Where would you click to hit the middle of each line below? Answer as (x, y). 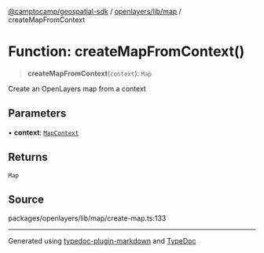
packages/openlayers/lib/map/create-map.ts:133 (87, 218)
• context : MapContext (44, 132)
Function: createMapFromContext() (126, 52)
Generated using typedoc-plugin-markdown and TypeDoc (102, 241)
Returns (28, 157)
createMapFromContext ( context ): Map (89, 73)
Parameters (37, 113)
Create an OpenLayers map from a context (77, 88)
